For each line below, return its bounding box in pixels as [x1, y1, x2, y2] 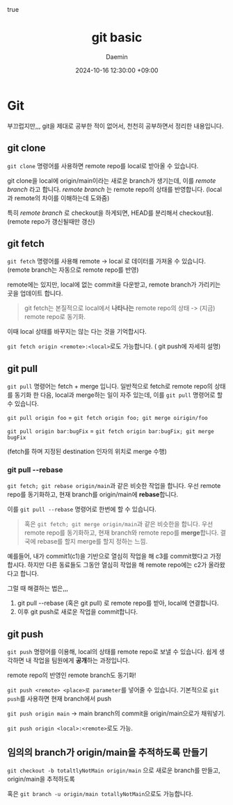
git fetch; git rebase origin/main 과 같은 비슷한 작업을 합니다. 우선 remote [7, 482, 221, 490]
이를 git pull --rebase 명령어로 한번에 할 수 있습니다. [7, 505, 156, 514]
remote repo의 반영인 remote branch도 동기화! [7, 671, 137, 679]
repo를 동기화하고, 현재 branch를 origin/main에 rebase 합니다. [7, 490, 179, 498]
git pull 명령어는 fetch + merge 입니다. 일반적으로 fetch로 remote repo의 [7, 382, 214, 391]
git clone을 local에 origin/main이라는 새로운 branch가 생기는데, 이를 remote [7, 176, 216, 185]
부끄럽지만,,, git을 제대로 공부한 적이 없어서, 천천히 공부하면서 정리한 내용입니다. [7, 122, 224, 130]
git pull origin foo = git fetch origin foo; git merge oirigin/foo [7, 414, 208, 422]
